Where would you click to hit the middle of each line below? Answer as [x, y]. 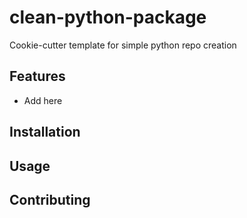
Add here [43, 100]
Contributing [50, 199]
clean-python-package [108, 17]
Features [37, 76]
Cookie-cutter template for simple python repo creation [123, 45]
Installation [45, 132]
